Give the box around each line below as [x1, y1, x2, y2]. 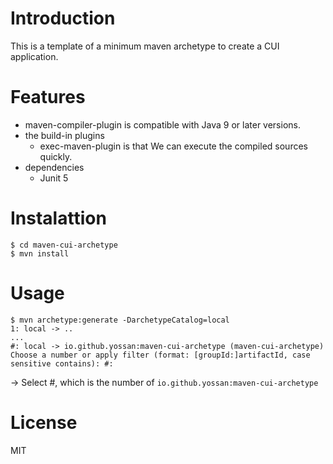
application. [10, 50, 59, 62]
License [10, 411, 78, 434]
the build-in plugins [24, 129, 105, 141]
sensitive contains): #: [10, 358, 114, 369]
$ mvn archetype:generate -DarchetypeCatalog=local [10, 315, 230, 325]
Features [10, 86, 86, 109]
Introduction [10, 7, 116, 30]
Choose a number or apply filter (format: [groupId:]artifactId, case [10, 350, 311, 360]
